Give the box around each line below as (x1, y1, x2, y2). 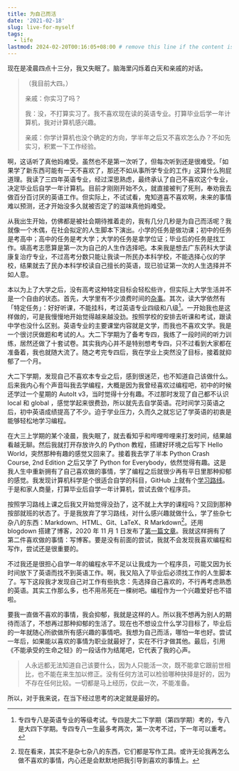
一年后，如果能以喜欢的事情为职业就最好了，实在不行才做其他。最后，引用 (7, 637, 225, 646)
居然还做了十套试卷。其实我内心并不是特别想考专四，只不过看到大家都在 (19, 339, 232, 347)
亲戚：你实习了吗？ (24, 94, 82, 102)
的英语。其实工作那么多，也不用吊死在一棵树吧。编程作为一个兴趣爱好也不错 (7, 586, 232, 595)
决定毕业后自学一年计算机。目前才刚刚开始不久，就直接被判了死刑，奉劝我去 (7, 184, 232, 192)
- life (14, 37, 33, 44)
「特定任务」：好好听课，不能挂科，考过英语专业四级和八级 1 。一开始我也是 (7, 302, 225, 312)
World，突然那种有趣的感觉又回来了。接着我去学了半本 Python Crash (7, 449, 210, 457)
